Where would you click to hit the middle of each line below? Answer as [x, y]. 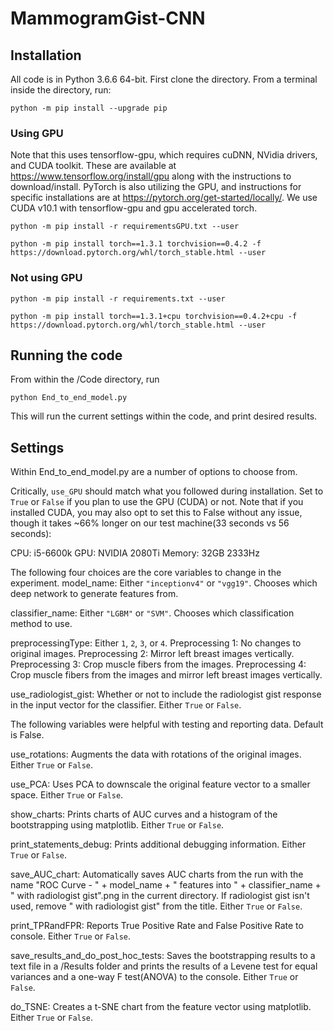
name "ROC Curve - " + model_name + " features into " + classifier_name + [166, 885]
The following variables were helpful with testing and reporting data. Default [167, 724]
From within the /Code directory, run [85, 379]
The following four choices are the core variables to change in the [146, 573]
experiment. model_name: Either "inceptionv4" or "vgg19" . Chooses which [164, 583]
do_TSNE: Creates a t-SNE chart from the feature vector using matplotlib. [161, 1007]
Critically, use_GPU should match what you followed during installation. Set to [167, 491]
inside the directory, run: [61, 90]
